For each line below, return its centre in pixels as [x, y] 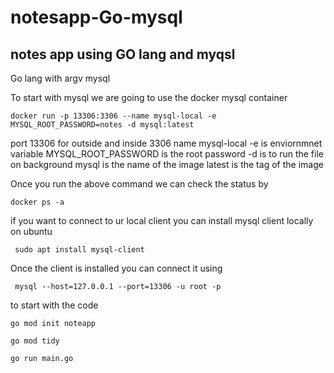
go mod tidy [35, 341]
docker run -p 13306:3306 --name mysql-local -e [113, 116]
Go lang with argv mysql [60, 78]
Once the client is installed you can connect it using [116, 268]
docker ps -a [37, 202]
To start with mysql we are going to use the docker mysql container [149, 97]
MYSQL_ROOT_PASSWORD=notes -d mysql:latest [102, 125]
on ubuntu [31, 231]
